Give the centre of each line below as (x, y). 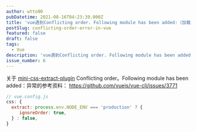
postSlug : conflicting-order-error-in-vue (59, 28)
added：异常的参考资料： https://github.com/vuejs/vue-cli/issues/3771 (92, 85)
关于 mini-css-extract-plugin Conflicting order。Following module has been (97, 78)
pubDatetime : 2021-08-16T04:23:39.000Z (55, 17)
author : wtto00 (25, 11)
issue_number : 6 (26, 60)
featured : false (26, 33)
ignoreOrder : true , (43, 113)
